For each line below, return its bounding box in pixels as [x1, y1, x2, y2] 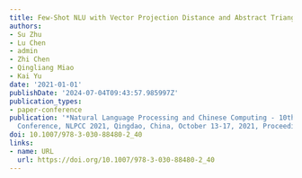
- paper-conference [9, 105, 83, 114]
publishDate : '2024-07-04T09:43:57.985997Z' [9, 88, 179, 97]
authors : [9, 22, 42, 31]
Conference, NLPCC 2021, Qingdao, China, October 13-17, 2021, [17, 122, 259, 131]
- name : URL [9, 147, 54, 156]
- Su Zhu [9, 30, 42, 39]
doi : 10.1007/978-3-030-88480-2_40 [9, 130, 143, 139]
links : [9, 138, 34, 147]
